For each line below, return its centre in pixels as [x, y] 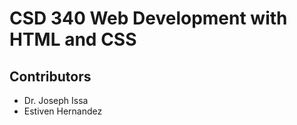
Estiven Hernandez [63, 111]
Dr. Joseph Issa [56, 100]
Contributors [50, 76]
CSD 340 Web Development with [148, 18]
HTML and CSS [73, 39]
